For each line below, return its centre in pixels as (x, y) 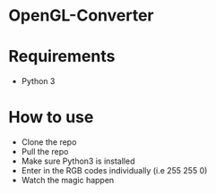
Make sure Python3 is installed (78, 161)
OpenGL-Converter (81, 16)
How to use (51, 118)
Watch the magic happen (68, 181)
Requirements (62, 57)
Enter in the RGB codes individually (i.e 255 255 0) (114, 171)
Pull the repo (45, 152)
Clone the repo (49, 142)
